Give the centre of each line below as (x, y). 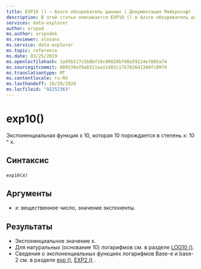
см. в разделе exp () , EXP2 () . (58, 260)
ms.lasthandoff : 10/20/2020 (41, 84)
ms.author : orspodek (32, 34)
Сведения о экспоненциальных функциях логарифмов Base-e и (96, 253)
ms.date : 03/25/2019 (32, 56)
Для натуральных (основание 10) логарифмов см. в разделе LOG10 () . (104, 248)
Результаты (29, 226)
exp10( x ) (17, 175)
